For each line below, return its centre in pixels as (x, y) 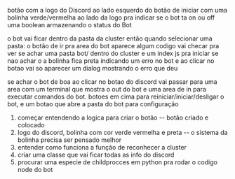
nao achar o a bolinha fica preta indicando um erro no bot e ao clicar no (111, 61)
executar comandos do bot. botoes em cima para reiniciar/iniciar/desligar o (116, 96)
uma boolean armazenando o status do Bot (69, 25)
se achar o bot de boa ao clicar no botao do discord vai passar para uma (112, 82)
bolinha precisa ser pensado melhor (69, 140)
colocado (31, 125)
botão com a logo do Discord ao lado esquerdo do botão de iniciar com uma (117, 10)
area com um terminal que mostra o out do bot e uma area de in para (107, 89)
